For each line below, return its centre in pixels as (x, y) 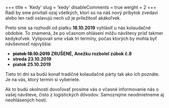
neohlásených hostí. (26, 100)
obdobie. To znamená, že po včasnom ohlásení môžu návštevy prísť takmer (84, 33)
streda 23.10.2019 (32, 59)
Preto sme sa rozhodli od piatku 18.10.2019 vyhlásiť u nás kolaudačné (78, 28)
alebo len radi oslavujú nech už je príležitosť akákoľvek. (63, 18)
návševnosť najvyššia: (28, 44)
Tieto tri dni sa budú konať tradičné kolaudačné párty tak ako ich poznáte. (82, 74)
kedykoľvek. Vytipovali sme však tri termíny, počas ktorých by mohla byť (81, 38)
